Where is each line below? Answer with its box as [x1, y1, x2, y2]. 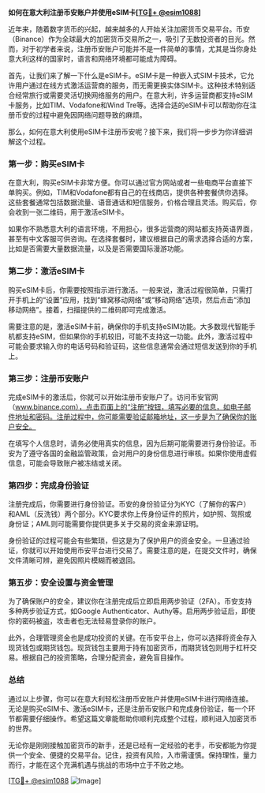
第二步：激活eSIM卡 [8, 266, 85, 277]
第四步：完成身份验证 [8, 480, 89, 491]
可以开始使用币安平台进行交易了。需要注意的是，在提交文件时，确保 [35, 546, 257, 555]
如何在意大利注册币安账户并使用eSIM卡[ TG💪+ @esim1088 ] [8, 8, 201, 17]
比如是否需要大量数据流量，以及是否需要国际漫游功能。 [8, 244, 188, 253]
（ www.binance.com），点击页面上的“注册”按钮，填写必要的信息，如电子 [8, 402, 244, 411]
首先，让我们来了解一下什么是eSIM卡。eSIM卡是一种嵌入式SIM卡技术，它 [8, 71, 248, 80]
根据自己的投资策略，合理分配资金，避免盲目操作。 [21, 653, 188, 662]
